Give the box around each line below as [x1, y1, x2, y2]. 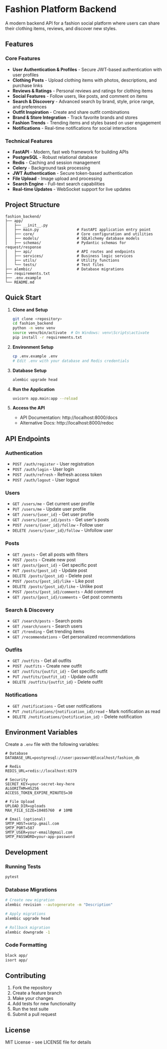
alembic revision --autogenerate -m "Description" [5, 902, 113, 908]
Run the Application [12, 386, 55, 392]
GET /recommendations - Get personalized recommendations [12, 634, 136, 640]
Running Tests [5, 863, 41, 870]
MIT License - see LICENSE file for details [5, 1039, 91, 1045]
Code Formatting [5, 941, 47, 948]
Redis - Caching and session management [12, 159, 100, 165]
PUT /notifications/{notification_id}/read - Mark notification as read [12, 708, 160, 714]
